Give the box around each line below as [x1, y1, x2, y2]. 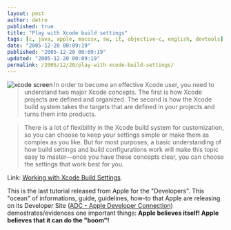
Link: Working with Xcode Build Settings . [7, 173, 123, 182]
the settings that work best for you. [23, 160, 124, 168]
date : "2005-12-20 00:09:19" [7, 42, 91, 49]
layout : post [7, 10, 45, 17]
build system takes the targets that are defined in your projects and [23, 102, 215, 111]
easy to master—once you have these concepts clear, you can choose [23, 153, 224, 161]
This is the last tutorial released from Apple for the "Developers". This [7, 186, 205, 195]
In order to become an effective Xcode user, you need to [54, 80, 215, 88]
